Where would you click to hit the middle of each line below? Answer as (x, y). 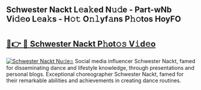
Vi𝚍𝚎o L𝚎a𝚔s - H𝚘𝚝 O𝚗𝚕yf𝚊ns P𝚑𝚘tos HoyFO (94, 19)
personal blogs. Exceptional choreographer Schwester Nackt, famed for (95, 74)
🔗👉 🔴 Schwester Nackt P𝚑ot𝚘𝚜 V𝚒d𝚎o (81, 44)
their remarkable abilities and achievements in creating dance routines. (94, 80)
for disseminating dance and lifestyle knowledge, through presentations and (100, 68)
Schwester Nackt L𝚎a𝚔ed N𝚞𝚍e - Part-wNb (89, 10)
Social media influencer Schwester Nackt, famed (135, 61)
